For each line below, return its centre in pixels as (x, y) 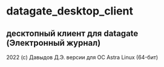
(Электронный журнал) (54, 43)
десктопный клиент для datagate (72, 33)
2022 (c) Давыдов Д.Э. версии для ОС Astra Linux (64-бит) (82, 57)
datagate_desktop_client (70, 11)
